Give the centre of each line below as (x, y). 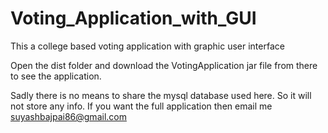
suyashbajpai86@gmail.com (68, 116)
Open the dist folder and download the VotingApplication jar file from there (164, 65)
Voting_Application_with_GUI (133, 18)
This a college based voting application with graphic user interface (147, 46)
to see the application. (56, 76)
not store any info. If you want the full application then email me (141, 106)
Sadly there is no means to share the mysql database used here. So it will (161, 95)
